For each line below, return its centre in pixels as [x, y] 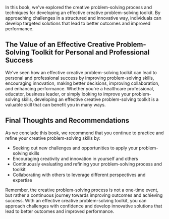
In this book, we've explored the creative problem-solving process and [79, 7]
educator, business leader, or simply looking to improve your [68, 94]
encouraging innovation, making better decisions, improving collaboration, [82, 83]
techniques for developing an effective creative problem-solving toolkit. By [83, 13]
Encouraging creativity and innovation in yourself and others [75, 158]
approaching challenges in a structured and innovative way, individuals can [83, 18]
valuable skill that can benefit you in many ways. [55, 104]
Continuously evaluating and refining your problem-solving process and [87, 164]
